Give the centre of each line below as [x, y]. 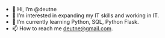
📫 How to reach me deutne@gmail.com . [62, 28]
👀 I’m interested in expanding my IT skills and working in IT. [86, 15]
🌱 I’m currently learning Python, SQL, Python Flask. [76, 22]
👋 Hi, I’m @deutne [34, 9]
